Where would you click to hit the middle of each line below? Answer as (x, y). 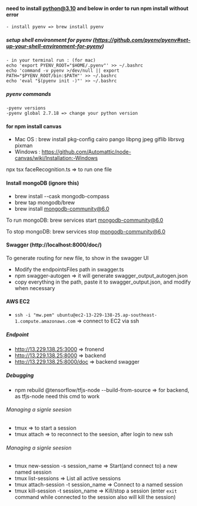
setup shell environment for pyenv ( (51, 40)
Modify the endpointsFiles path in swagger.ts (69, 269)
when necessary (35, 288)
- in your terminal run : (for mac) (51, 61)
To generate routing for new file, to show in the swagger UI (77, 258)
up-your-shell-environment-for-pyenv (54, 46)
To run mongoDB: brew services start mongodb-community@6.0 (85, 220)
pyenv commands (29, 94)
